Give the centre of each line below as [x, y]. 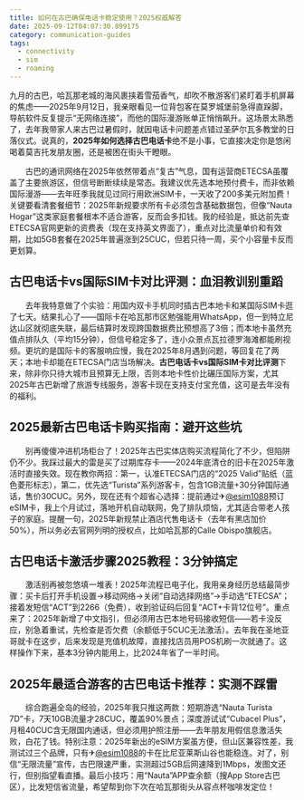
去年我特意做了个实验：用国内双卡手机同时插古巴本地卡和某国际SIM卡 [155, 305]
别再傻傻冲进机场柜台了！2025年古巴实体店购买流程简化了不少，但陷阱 [158, 450]
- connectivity [46, 52]
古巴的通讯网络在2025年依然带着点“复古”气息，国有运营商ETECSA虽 [153, 171]
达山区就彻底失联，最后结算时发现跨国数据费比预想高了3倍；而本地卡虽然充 [151, 328]
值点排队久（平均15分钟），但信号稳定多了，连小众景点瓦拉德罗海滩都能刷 [146, 339]
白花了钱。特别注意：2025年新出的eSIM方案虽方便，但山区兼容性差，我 [159, 742]
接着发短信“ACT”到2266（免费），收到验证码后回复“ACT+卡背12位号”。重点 [150, 607]
